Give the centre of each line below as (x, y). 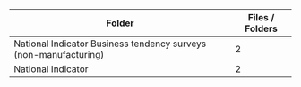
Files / (261, 17)
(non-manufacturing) (59, 55)
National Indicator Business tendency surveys (110, 43)
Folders (261, 28)
